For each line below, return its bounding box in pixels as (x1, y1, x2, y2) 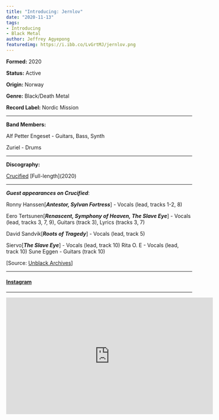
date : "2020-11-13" (6, 14, 54, 20)
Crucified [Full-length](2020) (6, 172, 77, 179)
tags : (6, 20, 19, 25)
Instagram (6, 278, 32, 286)
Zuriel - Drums (6, 143, 42, 151)
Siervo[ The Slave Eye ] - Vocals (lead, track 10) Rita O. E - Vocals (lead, (6, 241, 179, 249)
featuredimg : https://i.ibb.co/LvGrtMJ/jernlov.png (6, 42, 136, 48)
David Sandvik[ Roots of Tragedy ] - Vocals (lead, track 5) (6, 230, 146, 237)
